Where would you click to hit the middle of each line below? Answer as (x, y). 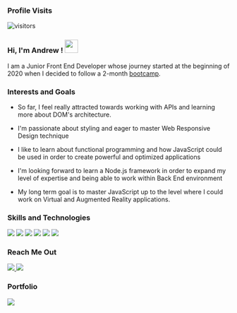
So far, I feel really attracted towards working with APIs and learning (116, 107)
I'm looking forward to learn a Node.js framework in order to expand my (122, 170)
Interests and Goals (41, 92)
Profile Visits (30, 11)
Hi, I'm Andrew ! (35, 50)
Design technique (43, 136)
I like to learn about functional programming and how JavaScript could (120, 149)
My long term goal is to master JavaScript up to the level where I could (120, 191)
